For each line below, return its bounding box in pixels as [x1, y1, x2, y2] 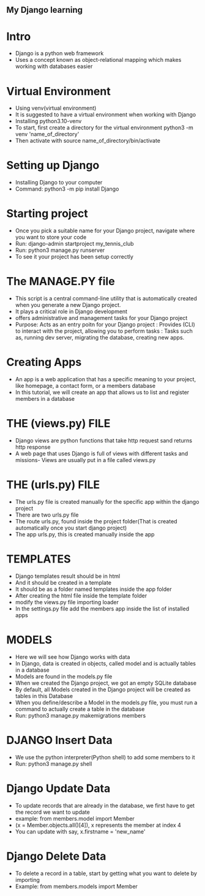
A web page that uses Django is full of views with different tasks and [15, 450, 188, 457]
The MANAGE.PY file [6, 275, 115, 289]
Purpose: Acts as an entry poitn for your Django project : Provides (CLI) [15, 321, 196, 328]
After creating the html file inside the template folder [15, 591, 147, 599]
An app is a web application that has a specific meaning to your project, [15, 376, 196, 383]
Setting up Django [6, 159, 100, 172]
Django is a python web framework [15, 50, 104, 57]
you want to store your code [15, 233, 87, 241]
